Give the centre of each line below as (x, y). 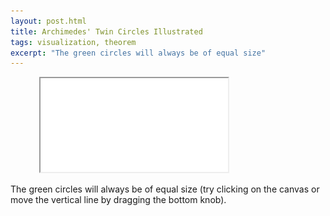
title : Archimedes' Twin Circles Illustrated (106, 31)
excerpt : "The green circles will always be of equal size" (138, 53)
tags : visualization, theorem (73, 42)
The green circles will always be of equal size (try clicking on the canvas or (165, 189)
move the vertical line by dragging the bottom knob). (118, 200)
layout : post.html (48, 21)
